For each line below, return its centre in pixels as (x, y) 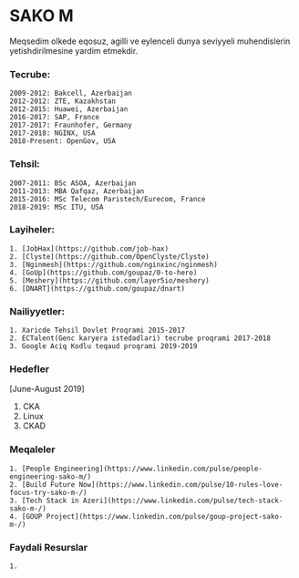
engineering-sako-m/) (51, 476)
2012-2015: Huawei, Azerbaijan (69, 109)
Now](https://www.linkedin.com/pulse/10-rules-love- (181, 484)
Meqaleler (32, 449)
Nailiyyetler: (37, 311)
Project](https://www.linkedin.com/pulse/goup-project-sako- (165, 516)
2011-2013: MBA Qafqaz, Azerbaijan (77, 191)
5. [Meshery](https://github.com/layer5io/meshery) (109, 280)
